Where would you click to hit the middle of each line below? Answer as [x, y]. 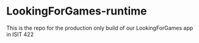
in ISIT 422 [20, 34]
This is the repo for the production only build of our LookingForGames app [100, 28]
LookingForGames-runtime [77, 11]
